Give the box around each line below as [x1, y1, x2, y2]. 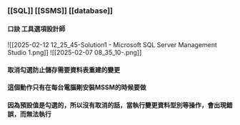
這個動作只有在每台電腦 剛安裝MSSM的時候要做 [7, 83, 146, 91]
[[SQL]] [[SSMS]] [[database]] [7, 6, 113, 16]
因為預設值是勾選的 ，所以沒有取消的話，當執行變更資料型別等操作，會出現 [7, 101, 226, 109]
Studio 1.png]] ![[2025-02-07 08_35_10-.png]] [7, 49, 142, 57]
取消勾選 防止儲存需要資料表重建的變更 [7, 65, 120, 74]
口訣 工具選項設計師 [7, 24, 66, 33]
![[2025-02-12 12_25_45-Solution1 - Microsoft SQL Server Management [7, 41, 218, 49]
